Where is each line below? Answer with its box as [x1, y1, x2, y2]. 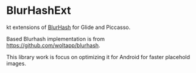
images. [6, 60, 26, 67]
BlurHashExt [6, 4, 71, 17]
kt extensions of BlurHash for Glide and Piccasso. [6, 24, 131, 31]
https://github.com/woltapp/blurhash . [6, 42, 100, 49]
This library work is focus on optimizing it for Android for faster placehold [6, 53, 191, 60]
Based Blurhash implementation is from [6, 35, 105, 42]
